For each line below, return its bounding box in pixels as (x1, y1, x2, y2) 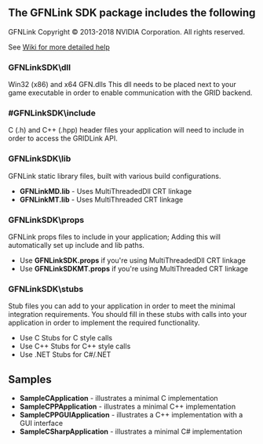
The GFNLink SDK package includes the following (8, 6, 256, 20)
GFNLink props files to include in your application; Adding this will (8, 232, 221, 242)
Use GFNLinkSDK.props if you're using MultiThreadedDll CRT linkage (19, 256, 246, 265)
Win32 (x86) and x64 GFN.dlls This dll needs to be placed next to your (8, 80, 237, 89)
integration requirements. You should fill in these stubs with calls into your (8, 310, 247, 319)
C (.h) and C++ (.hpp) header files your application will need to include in (8, 126, 245, 135)
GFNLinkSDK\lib (8, 153, 71, 164)
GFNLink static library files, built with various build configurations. (8, 171, 221, 180)
